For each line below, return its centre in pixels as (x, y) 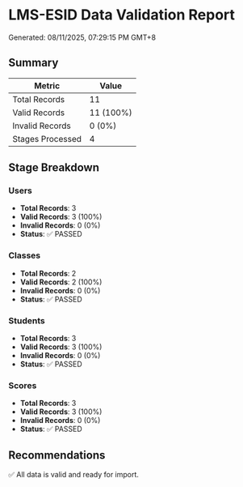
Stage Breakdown (54, 168)
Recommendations (57, 455)
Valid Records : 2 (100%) (61, 282)
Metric (47, 85)
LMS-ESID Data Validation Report (122, 15)
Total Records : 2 (48, 273)
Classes (25, 255)
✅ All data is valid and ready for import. (74, 475)
